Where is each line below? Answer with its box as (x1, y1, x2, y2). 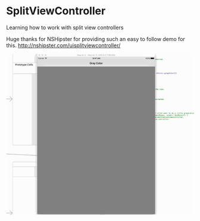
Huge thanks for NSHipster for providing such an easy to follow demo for (6, 35, 186, 42)
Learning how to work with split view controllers (6, 24, 124, 31)
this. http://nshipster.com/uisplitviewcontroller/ (6, 42, 121, 49)
